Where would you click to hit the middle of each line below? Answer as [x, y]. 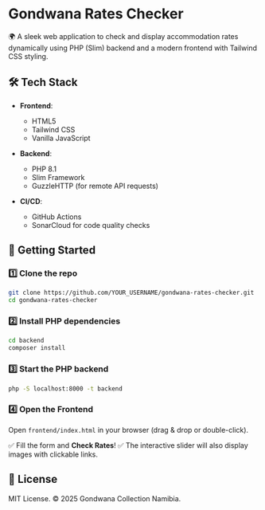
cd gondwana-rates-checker [53, 300]
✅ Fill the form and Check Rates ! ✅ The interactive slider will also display [128, 445]
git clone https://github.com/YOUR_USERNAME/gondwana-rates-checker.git [131, 293]
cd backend [26, 341]
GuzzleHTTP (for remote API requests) [95, 186]
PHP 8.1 [44, 169]
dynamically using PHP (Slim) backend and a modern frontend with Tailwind [132, 48]
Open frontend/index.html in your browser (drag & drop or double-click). [129, 430]
